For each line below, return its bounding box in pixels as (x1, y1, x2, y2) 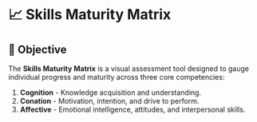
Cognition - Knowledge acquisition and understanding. (19, 88, 202, 97)
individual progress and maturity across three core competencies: (8, 73, 225, 81)
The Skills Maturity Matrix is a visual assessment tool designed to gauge (8, 64, 250, 73)
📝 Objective (8, 42, 67, 56)
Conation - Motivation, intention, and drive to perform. (19, 96, 200, 105)
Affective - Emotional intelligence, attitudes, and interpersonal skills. (19, 104, 246, 114)
